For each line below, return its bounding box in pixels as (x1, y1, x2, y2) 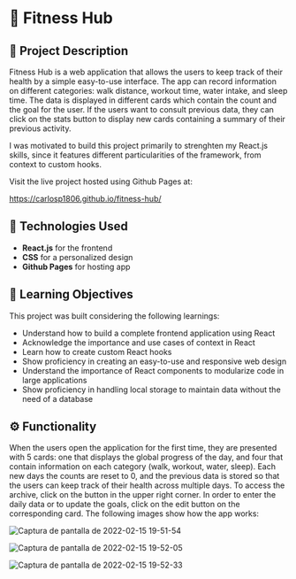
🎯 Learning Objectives (9, 287, 134, 302)
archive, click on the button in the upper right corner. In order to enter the (9, 490, 277, 500)
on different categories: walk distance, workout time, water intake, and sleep (9, 86, 288, 96)
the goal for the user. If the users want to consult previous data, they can (9, 104, 274, 114)
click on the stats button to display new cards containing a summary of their (9, 114, 285, 124)
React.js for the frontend (21, 243, 113, 253)
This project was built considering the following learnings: (9, 310, 220, 321)
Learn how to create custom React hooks (21, 346, 172, 357)
